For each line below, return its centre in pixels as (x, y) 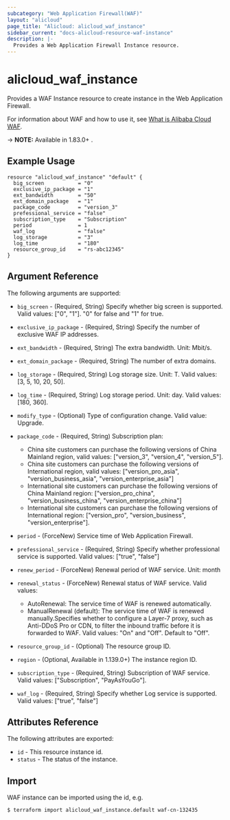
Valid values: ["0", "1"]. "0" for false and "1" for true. (90, 313)
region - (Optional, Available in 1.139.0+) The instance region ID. (107, 659)
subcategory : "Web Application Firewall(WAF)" (75, 13)
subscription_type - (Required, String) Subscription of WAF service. (114, 673)
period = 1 (50, 225)
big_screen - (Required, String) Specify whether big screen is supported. (120, 306)
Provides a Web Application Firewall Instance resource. (96, 45)
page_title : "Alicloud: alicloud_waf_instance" (77, 26)
